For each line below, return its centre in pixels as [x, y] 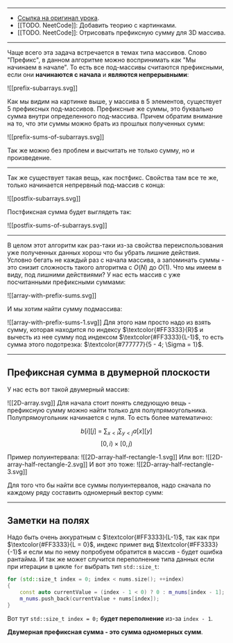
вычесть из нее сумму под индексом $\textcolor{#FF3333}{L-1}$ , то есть [115, 337]
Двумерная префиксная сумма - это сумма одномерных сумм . [105, 632]
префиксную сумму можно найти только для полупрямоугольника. [107, 410]
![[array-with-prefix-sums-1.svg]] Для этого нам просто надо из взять [109, 322]
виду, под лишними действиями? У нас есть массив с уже [94, 275]
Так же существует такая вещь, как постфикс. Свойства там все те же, [113, 178]
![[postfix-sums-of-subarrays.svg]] [57, 225]
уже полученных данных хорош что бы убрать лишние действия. [104, 253]
